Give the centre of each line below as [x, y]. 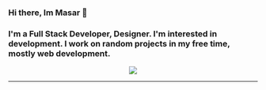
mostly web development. [59, 53]
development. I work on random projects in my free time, [119, 43]
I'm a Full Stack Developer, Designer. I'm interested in [113, 33]
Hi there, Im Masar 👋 [48, 13]
